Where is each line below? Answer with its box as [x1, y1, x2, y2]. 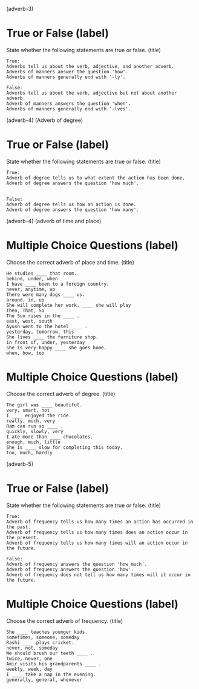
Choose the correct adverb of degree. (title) [6, 390, 116, 397]
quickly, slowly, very [6, 428, 64, 434]
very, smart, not [6, 407, 50, 413]
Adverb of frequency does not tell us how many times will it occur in [6, 571, 191, 578]
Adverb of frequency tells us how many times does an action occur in [6, 529, 188, 536]
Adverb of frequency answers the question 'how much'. [6, 561, 148, 567]
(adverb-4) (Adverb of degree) [6, 116, 83, 124]
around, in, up [6, 297, 45, 303]
